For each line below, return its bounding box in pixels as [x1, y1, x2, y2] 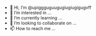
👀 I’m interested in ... [9, 10, 52, 16]
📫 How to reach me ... [9, 26, 56, 31]
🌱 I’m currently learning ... [9, 15, 63, 20]
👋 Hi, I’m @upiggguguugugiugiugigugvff [9, 5, 92, 10]
